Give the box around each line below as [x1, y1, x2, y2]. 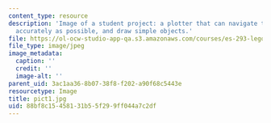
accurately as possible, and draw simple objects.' [15, 27, 194, 35]
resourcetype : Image [8, 87, 78, 95]
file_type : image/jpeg [8, 42, 85, 50]
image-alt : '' [15, 72, 63, 80]
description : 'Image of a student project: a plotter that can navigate [8, 19, 258, 28]
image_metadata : [8, 49, 63, 57]
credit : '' [15, 65, 52, 73]
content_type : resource [8, 11, 89, 20]
